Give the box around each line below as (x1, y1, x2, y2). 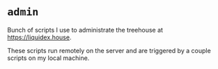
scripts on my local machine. (7, 54, 90, 62)
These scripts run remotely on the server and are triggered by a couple (7, 46, 211, 55)
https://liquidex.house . (7, 33, 72, 41)
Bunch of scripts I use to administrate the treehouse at (7, 26, 164, 34)
